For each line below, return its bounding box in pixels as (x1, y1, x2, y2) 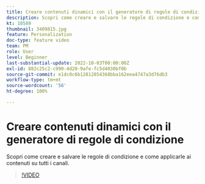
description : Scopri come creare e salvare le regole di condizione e (6, 15, 190, 21)
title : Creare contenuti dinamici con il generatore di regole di (6, 9, 179, 15)
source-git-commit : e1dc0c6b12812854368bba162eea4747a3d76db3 (6, 71, 168, 77)
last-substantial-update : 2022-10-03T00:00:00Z (6, 60, 130, 66)
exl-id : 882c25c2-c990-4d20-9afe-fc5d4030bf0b (6, 65, 127, 72)
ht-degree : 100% (6, 88, 48, 94)
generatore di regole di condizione (6, 133, 184, 147)
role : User (6, 49, 34, 55)
